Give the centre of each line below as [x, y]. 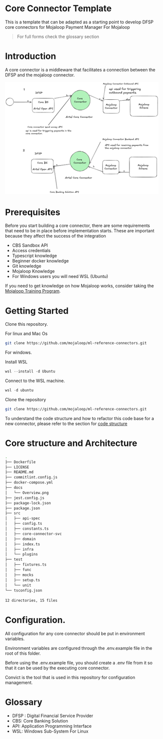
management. [19, 683]
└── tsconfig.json [24, 590]
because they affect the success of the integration [55, 236]
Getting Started [37, 311]
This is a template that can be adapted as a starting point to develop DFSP [79, 22]
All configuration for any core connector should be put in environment [75, 634]
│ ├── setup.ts [23, 580]
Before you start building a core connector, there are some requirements [78, 226]
